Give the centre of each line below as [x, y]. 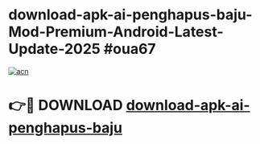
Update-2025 [54, 49]
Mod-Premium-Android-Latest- [116, 32]
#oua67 [130, 49]
